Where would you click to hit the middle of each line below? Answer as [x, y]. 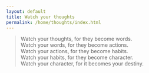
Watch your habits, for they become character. [77, 58]
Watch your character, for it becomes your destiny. [82, 64]
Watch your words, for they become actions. [74, 45]
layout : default [26, 11]
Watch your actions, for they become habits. [74, 51]
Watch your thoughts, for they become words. [76, 39]
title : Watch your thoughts [41, 17]
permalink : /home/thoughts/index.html [54, 22]
